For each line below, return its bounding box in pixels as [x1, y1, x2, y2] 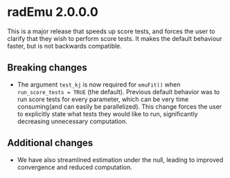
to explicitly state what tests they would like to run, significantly [17, 109, 198, 118]
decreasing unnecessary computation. [17, 117, 128, 125]
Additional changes [7, 137, 94, 149]
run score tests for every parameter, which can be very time [17, 95, 189, 103]
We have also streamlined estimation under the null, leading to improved [17, 155, 224, 163]
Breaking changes [7, 62, 88, 73]
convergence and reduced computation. [17, 163, 133, 171]
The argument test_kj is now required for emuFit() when [17, 80, 181, 89]
